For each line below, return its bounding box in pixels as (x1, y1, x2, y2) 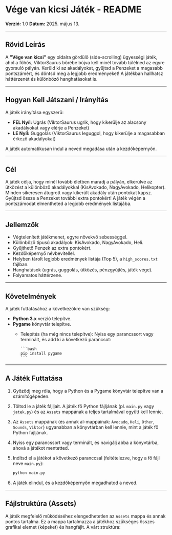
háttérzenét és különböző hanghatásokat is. (5, 76, 98, 82)
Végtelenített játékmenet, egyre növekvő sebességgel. (12, 234, 128, 240)
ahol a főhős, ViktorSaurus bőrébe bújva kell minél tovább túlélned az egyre (5, 59, 165, 65)
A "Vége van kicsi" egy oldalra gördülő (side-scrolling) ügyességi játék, (5, 54, 158, 60)
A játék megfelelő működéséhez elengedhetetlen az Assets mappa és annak (5, 513, 166, 519)
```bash (20, 346, 37, 352)
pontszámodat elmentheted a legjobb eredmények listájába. (5, 200, 132, 207)
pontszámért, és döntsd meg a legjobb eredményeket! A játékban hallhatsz (5, 70, 163, 77)
